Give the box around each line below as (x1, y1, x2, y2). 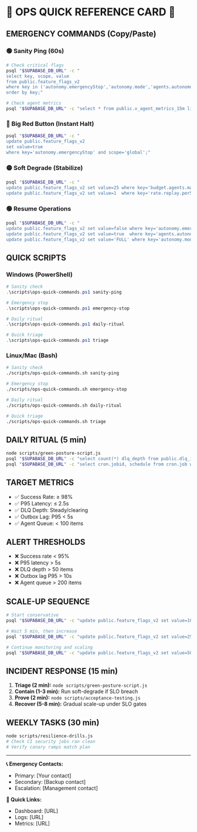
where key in (6, 84, 38, 90)
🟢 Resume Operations (6, 204, 72, 212)
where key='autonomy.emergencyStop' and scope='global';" (6, 149, 151, 155)
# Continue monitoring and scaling (6, 644, 93, 650)
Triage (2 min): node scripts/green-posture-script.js (14, 682, 148, 689)
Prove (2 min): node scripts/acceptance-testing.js (14, 694, 141, 701)
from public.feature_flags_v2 (6, 79, 80, 85)
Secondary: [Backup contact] (14, 778, 86, 785)
